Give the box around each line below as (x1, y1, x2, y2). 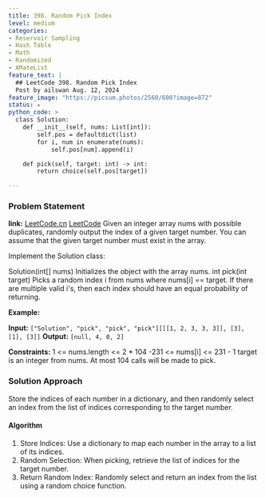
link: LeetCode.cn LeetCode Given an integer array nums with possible (8, 219, 242, 229)
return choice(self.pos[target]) (37, 167, 148, 176)
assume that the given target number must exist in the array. (8, 236, 207, 245)
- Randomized (8, 57, 52, 65)
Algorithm (8, 420, 42, 430)
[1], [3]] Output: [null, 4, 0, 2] (8, 332, 125, 341)
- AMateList (8, 64, 48, 72)
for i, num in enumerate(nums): (37, 137, 145, 146)
